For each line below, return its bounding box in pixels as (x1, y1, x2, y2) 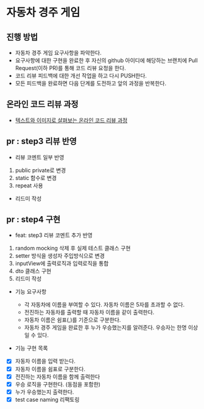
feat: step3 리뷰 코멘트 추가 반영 (15, 231, 93, 239)
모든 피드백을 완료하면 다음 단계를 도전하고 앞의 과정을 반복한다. (15, 80, 166, 87)
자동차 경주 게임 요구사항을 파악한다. (15, 49, 102, 56)
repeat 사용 (15, 181, 44, 189)
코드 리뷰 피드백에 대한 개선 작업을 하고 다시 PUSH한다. (15, 72, 147, 79)
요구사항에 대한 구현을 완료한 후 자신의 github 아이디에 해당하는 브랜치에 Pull (15, 57, 198, 64)
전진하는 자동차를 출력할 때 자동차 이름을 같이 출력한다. (24, 309, 155, 316)
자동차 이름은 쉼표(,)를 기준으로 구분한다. (24, 316, 121, 324)
